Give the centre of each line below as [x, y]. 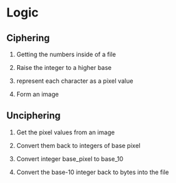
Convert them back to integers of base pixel [78, 145]
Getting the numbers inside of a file [66, 54]
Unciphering [34, 115]
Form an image [37, 94]
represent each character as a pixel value [75, 81]
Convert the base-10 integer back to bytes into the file [92, 172]
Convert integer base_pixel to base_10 [70, 158]
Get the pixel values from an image [65, 132]
